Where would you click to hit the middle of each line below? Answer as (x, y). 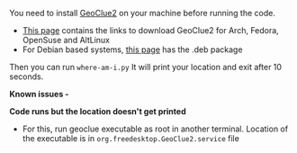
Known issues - (39, 94)
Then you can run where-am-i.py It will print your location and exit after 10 (145, 67)
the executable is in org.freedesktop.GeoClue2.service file (131, 138)
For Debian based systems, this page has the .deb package (132, 49)
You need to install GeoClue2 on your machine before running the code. (143, 13)
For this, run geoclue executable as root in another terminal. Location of (155, 129)
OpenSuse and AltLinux (66, 40)
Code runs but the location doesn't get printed (98, 111)
